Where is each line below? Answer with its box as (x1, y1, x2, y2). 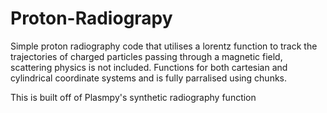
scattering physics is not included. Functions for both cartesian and (10, 61, 288, 73)
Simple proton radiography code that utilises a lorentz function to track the (10, 40, 318, 52)
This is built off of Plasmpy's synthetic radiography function (10, 91, 257, 103)
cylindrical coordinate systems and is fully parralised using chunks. (10, 72, 288, 84)
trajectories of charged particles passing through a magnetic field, (10, 50, 283, 62)
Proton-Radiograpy (10, 7, 173, 30)
